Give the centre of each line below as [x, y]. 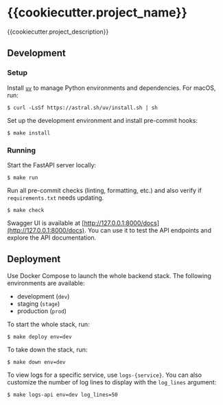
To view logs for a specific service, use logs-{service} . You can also [105, 375]
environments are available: [46, 283]
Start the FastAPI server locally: [52, 165]
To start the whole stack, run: [49, 324]
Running [22, 150]
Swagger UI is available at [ [46, 223]
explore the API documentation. [52, 238]
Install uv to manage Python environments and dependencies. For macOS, [111, 88]
